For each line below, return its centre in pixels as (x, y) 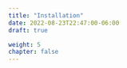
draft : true (28, 30)
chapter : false (34, 52)
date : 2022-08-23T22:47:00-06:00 (64, 23)
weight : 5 (25, 44)
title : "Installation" (46, 15)
